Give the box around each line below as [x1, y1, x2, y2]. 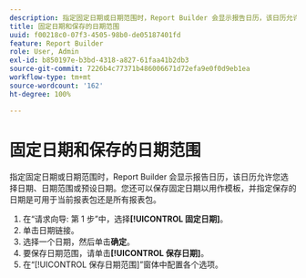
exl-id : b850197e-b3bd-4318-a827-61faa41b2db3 [9, 56, 189, 65]
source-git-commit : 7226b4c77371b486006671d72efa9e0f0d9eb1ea [9, 65, 250, 74]
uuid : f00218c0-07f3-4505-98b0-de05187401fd [9, 30, 181, 39]
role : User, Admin [9, 47, 79, 57]
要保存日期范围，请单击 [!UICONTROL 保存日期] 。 [22, 248, 209, 259]
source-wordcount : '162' [9, 81, 104, 90]
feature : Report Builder [9, 38, 104, 48]
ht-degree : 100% [9, 89, 71, 98]
